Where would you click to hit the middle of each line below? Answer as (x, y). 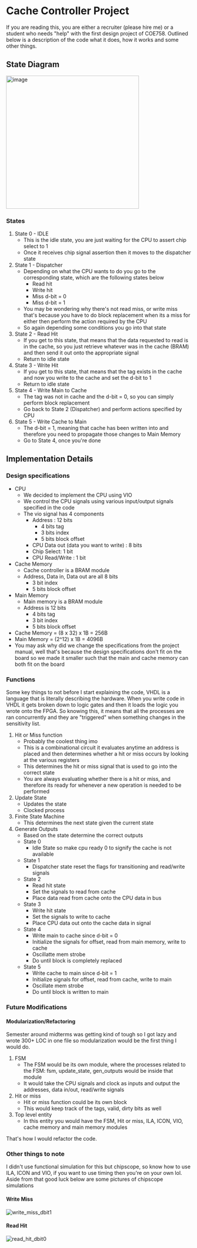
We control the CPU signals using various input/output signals (98, 501)
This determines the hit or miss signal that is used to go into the (100, 766)
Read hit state (49, 885)
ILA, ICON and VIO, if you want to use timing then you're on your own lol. (94, 1173)
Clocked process (44, 810)
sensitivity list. (24, 724)
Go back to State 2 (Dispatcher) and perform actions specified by (103, 409)
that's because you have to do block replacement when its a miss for (107, 315)
